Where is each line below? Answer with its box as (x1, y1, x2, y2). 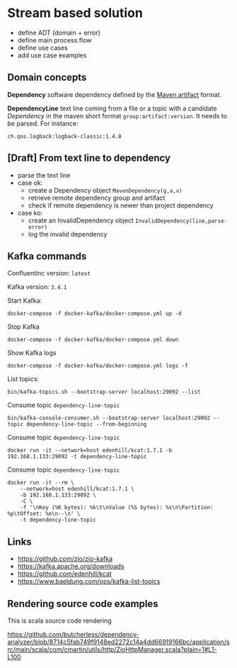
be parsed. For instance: (7, 119, 79, 128)
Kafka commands (7, 250, 87, 262)
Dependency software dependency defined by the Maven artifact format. (7, 90, 222, 98)
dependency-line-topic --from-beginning (25, 421, 147, 428)
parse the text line (17, 171, 71, 179)
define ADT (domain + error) (17, 28, 101, 37)
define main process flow (17, 35, 92, 44)
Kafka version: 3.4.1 (7, 283, 67, 291)
